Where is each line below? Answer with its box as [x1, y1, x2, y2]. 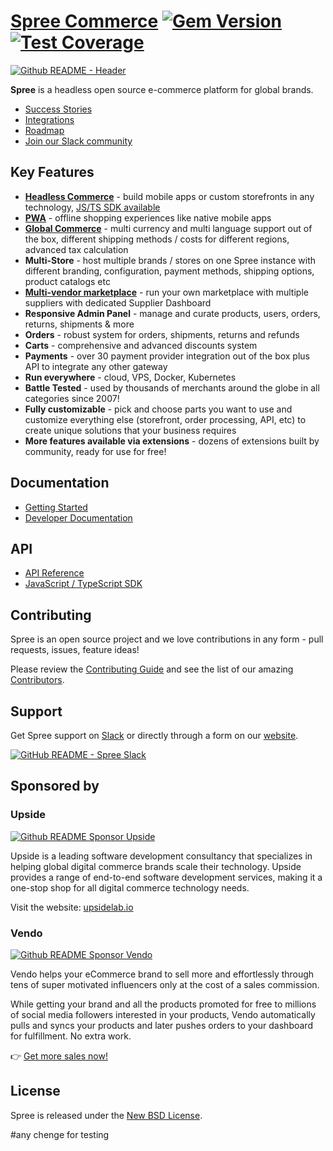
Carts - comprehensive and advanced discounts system [24, 339, 258, 351]
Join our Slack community [24, 135, 133, 147]
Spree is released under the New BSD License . [10, 1109, 203, 1121]
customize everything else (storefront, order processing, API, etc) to [24, 413, 307, 425]
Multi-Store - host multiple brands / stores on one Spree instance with [24, 254, 317, 266]
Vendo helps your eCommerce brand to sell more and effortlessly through [10, 968, 315, 980]
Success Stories [24, 103, 93, 115]
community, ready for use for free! [24, 445, 167, 457]
